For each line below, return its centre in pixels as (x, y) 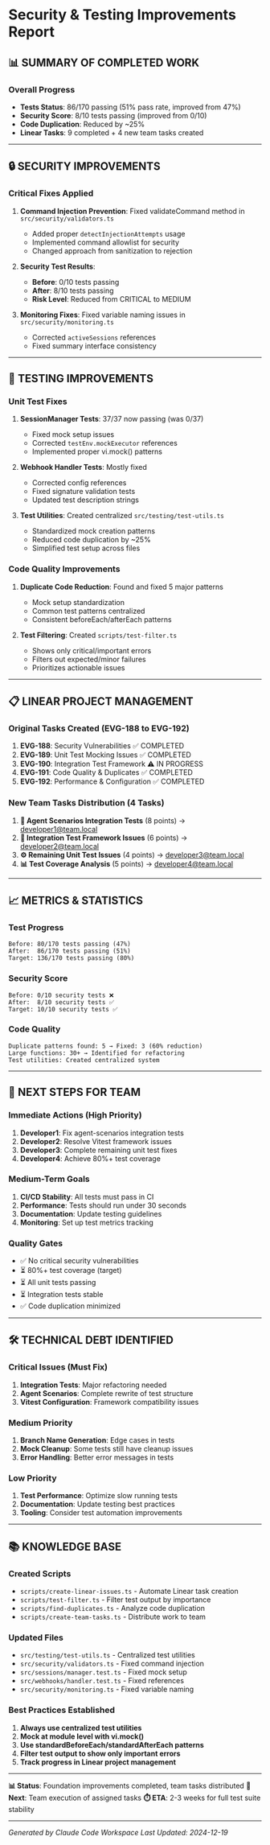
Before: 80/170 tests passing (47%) (70, 944)
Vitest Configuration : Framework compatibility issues (109, 1402)
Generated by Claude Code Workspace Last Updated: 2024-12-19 (119, 1832)
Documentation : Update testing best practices (97, 1504)
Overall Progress (42, 89)
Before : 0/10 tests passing (76, 282)
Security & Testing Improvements (123, 15)
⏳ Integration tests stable (61, 1295)
